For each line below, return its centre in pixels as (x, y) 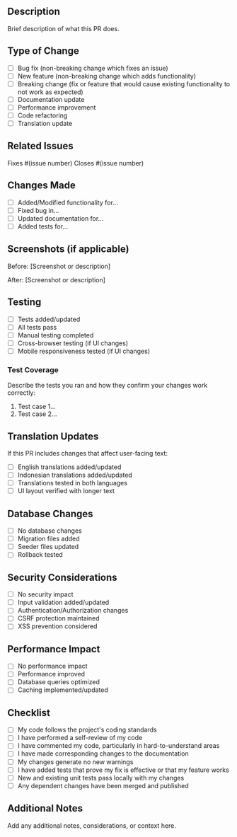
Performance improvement (57, 107)
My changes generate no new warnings (75, 762)
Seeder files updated (48, 547)
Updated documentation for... (60, 218)
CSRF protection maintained (59, 618)
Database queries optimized (59, 682)
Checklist (29, 713)
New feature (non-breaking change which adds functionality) (107, 76)
